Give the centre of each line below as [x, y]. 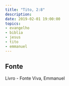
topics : [13, 23]
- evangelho [17, 28]
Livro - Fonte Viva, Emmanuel [35, 78]
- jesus [13, 38]
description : [18, 14]
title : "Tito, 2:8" [25, 10]
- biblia [14, 33]
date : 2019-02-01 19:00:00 [33, 19]
